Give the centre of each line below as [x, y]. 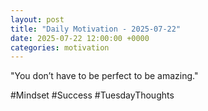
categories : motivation [60, 47]
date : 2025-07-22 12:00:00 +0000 [80, 38]
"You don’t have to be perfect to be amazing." [104, 76]
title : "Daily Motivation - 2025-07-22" [96, 29]
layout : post [37, 19]
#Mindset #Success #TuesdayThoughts [92, 95]
